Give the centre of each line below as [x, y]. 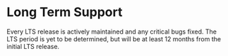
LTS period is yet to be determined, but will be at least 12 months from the [114, 38]
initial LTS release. [33, 46]
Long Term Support [65, 12]
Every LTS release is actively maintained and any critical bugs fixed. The [112, 31]
